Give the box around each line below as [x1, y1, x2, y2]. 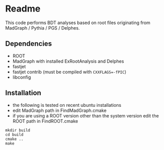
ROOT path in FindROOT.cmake [12, 118, 78, 124]
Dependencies [5, 40, 52, 48]
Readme [5, 3, 41, 15]
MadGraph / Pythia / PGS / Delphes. [5, 25, 80, 31]
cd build [5, 132, 24, 137]
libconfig [12, 74, 31, 80]
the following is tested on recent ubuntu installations [12, 102, 122, 108]
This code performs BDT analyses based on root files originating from [5, 20, 150, 26]
